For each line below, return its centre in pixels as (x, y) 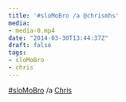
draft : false (30, 45)
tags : (17, 53)
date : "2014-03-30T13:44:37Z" (59, 38)
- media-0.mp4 (32, 30)
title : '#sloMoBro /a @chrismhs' (64, 16)
